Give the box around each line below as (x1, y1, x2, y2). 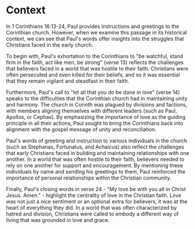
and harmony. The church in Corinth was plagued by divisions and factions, (6, 101, 187, 108)
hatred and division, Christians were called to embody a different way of (6, 210, 179, 217)
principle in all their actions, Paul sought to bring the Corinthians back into (6, 119, 183, 126)
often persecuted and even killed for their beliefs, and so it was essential (6, 71, 180, 78)
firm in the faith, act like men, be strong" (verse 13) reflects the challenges (6, 59, 184, 66)
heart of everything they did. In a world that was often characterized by (6, 204, 177, 211)
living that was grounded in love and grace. (6, 216, 109, 223)
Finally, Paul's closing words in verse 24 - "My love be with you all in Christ (6, 185, 186, 192)
